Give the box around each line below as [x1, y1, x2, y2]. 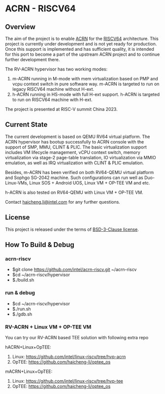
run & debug [5, 289, 35, 296]
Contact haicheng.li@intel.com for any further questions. [5, 199, 121, 205]
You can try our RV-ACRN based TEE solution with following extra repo [5, 334, 149, 340]
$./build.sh [12, 277, 34, 283]
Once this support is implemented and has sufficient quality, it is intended [5, 46, 154, 52]
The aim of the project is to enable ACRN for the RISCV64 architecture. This [5, 36, 159, 41]
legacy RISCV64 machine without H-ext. [12, 86, 95, 92]
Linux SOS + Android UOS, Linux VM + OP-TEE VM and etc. [29, 179, 150, 185]
